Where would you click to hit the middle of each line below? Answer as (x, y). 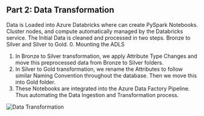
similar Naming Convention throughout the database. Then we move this (106, 75)
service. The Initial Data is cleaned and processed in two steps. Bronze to (98, 38)
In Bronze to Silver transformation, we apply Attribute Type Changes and (106, 56)
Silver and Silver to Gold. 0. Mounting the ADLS (65, 44)
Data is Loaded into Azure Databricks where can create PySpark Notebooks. (102, 24)
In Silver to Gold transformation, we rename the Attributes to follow (99, 69)
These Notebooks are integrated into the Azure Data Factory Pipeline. (102, 89)
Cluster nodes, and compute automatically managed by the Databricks (95, 31)
